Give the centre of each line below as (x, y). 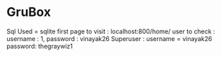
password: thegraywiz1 (40, 46)
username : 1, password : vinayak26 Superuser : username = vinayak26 (109, 38)
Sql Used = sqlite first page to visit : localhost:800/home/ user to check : (111, 31)
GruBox (29, 12)
